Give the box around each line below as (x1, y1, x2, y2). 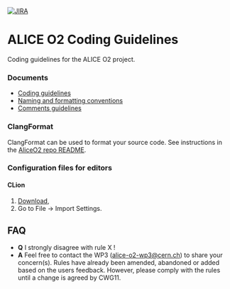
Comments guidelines (17, 104, 82, 113)
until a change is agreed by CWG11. (17, 273, 121, 282)
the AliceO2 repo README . (7, 146, 87, 154)
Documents (7, 72, 48, 82)
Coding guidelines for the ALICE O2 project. (7, 55, 136, 63)
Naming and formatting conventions (17, 97, 123, 105)
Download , (17, 196, 50, 205)
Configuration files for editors (7, 163, 112, 173)
